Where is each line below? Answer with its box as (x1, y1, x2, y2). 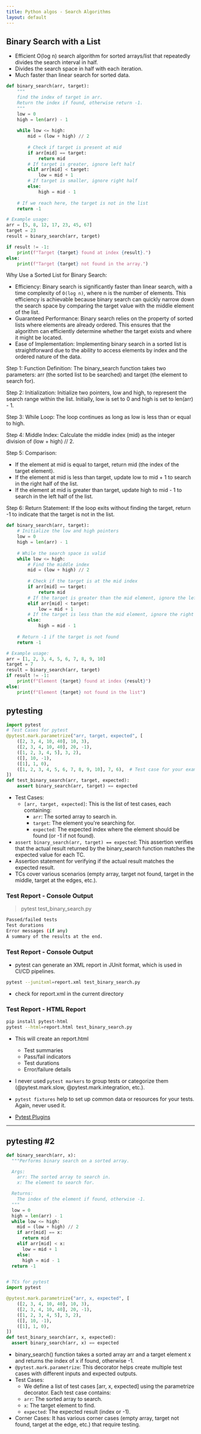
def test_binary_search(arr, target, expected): (6, 777, 130, 784)
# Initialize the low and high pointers (17, 528, 119, 534)
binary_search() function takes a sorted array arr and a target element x (14, 1351, 191, 1358)
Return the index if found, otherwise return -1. (17, 99, 144, 105)
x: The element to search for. (17, 1180, 95, 1186)
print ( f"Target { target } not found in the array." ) (17, 261, 148, 267)
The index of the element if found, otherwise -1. (17, 1196, 146, 1202)
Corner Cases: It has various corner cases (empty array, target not (14, 1415, 179, 1422)
